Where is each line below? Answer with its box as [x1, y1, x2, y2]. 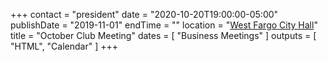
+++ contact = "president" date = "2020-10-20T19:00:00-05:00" [10, 9, 279, 20]
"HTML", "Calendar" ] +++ [10, 40, 119, 52]
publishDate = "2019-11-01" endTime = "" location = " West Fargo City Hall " [10, 19, 318, 31]
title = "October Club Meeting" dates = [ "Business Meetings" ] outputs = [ [10, 30, 317, 41]
